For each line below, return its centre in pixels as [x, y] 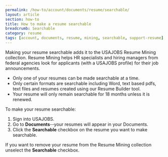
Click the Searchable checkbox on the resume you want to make [80, 129]
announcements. [23, 68]
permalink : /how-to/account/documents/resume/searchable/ [67, 10]
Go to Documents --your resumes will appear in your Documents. [80, 124]
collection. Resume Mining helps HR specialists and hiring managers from [82, 57]
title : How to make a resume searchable [48, 24]
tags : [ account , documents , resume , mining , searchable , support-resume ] [85, 38]
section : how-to [22, 19]
